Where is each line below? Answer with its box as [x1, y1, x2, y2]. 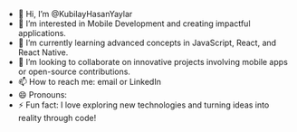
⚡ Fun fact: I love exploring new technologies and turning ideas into [17, 99, 270, 110]
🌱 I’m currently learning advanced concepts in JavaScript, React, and [17, 37, 277, 48]
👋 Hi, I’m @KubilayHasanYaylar [17, 9, 133, 19]
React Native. [17, 47, 69, 58]
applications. [17, 28, 66, 38]
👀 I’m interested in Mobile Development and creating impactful [17, 18, 251, 29]
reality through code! [17, 113, 97, 123]
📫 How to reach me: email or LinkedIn [17, 77, 161, 87]
